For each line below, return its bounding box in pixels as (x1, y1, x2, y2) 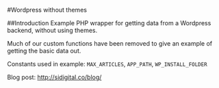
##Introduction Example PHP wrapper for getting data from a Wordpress (7, 19, 211, 27)
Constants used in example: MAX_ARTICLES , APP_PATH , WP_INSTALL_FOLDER (7, 60, 207, 68)
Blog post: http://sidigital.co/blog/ (7, 73, 102, 81)
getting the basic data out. (7, 47, 81, 55)
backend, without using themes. (7, 27, 98, 34)
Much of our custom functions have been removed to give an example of (7, 40, 213, 47)
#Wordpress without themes (7, 6, 88, 14)
